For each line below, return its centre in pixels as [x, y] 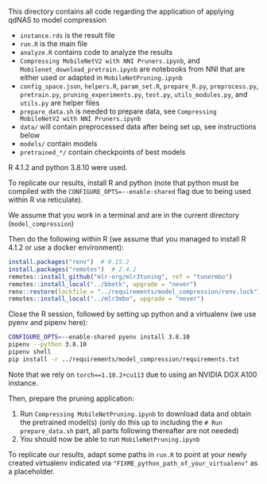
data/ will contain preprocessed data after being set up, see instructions [138, 127]
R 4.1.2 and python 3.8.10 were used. [68, 167]
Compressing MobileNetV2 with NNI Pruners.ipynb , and [110, 60]
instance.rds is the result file [67, 35]
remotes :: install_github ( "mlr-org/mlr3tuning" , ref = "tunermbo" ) [120, 277]
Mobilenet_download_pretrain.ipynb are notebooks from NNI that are [132, 69]
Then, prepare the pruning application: [72, 398]
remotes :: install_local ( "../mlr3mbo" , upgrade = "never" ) [106, 299]
